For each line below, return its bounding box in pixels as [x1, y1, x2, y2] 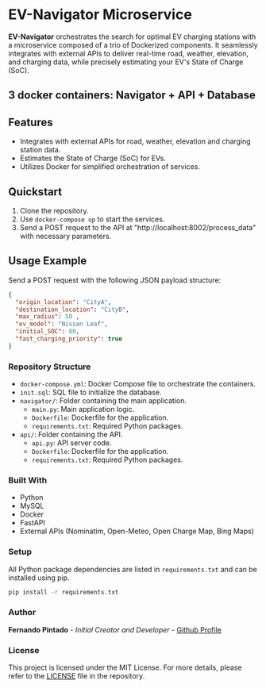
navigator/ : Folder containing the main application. [19, 396, 187, 405]
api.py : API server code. [31, 438, 112, 448]
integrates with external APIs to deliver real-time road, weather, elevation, [8, 48, 249, 58]
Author [8, 607, 37, 618]
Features [8, 115, 53, 129]
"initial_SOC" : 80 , [15, 328, 80, 336]
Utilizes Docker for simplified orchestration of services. [19, 162, 201, 171]
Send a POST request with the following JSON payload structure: [8, 275, 222, 285]
